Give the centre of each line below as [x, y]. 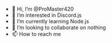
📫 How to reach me [36, 34]
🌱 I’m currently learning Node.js [50, 21]
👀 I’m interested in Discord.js [47, 15]
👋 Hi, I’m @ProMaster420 [43, 9]
